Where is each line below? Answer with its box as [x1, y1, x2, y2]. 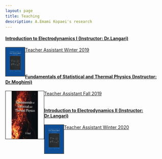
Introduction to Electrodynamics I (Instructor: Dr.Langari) [5, 35, 129, 41]
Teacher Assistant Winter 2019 [25, 46, 90, 53]
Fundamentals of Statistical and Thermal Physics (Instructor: [25, 74, 157, 80]
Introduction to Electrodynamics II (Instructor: [44, 108, 144, 114]
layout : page [5, 8, 33, 13]
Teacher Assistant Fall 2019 [44, 90, 102, 96]
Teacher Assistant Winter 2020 [64, 124, 129, 130]
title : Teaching [5, 13, 40, 19]
